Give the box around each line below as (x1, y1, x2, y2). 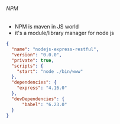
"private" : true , (11, 57, 54, 63)
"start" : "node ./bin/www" (17, 68, 83, 74)
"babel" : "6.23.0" (21, 101, 67, 107)
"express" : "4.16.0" (17, 85, 67, 91)
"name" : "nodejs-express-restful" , (11, 46, 99, 53)
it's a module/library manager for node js (14, 30, 114, 37)
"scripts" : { (11, 63, 44, 69)
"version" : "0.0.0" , (11, 52, 62, 58)
